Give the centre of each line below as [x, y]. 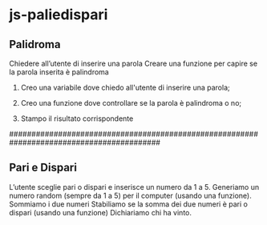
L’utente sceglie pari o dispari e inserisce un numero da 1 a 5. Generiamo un [134, 187]
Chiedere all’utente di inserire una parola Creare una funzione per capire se [133, 63]
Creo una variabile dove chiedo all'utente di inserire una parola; [125, 87]
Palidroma [35, 44]
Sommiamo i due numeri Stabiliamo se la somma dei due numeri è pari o [128, 204]
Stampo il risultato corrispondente [77, 119]
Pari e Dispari [43, 168]
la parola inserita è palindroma [59, 72]
